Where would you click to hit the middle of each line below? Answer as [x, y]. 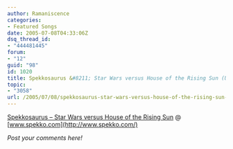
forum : [17, 53]
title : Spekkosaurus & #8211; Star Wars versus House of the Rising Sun [113, 78]
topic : [17, 85]
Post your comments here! [45, 138]
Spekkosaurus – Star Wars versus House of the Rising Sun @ [94, 117]
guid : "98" [23, 65]
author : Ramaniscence [38, 14]
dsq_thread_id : [29, 40]
